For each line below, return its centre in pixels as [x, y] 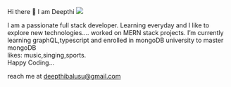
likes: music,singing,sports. [47, 55]
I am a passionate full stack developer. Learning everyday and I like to [108, 25]
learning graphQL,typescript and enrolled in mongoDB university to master [115, 40]
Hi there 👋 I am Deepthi [41, 12]
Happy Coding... [31, 62]
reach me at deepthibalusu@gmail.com [64, 76]
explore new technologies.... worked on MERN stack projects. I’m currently [115, 33]
